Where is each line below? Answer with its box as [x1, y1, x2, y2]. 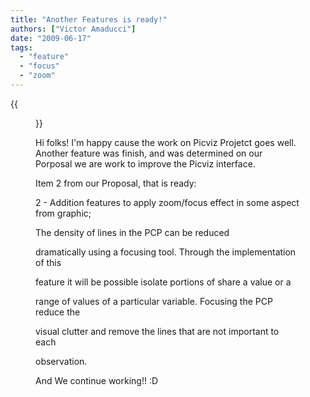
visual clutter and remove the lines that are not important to [35, 325, 280, 337]
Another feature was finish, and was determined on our [35, 147, 263, 159]
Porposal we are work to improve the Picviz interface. [35, 157, 256, 170]
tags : [10, 42, 33, 53]
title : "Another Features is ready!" [10, 14, 168, 25]
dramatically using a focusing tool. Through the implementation [35, 246, 297, 258]
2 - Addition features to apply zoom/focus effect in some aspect [35, 196, 300, 208]
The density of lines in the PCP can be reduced [35, 226, 230, 238]
